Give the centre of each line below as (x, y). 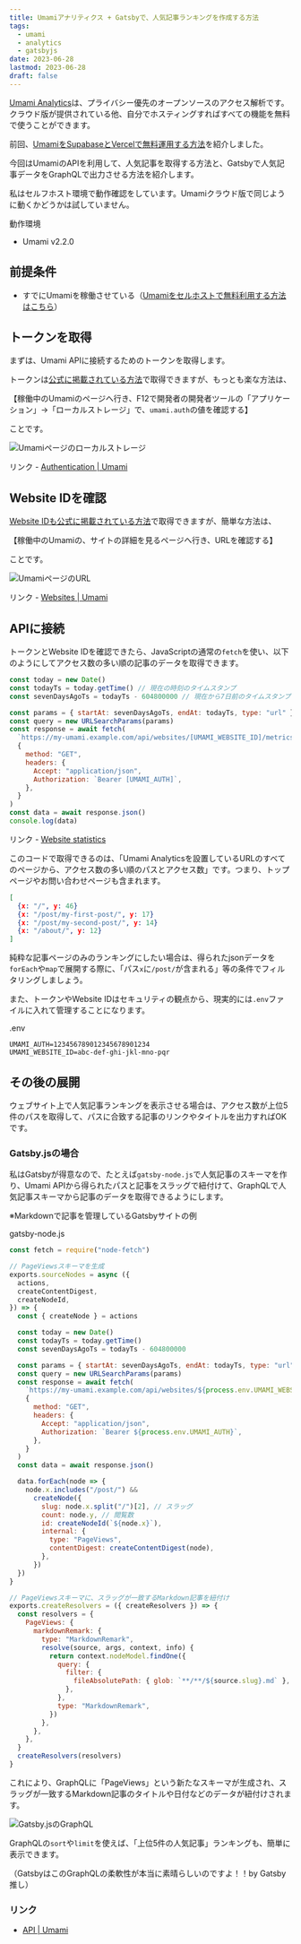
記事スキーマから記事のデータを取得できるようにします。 (122, 1197)
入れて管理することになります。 (91, 1010)
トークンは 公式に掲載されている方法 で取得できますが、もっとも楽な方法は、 (150, 380)
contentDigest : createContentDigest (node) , (132, 1548)
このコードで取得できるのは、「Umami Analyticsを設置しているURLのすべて (147, 858)
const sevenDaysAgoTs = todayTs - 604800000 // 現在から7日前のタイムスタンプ (150, 696)
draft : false (34, 76)
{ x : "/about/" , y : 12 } (60, 931)
